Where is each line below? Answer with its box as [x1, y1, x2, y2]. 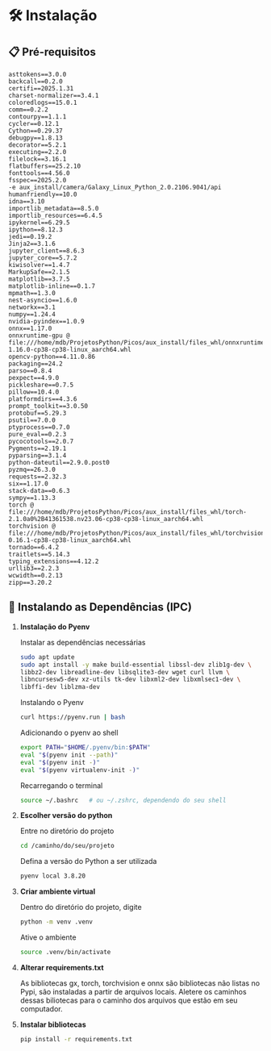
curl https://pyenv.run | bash [19, 713, 126, 722]
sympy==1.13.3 [8, 494, 56, 502]
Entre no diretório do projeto [19, 826, 115, 836]
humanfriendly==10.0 [8, 190, 78, 198]
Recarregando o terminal [19, 780, 103, 790]
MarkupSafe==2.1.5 [8, 268, 70, 276]
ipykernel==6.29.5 [8, 219, 70, 227]
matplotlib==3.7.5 [8, 275, 70, 283]
